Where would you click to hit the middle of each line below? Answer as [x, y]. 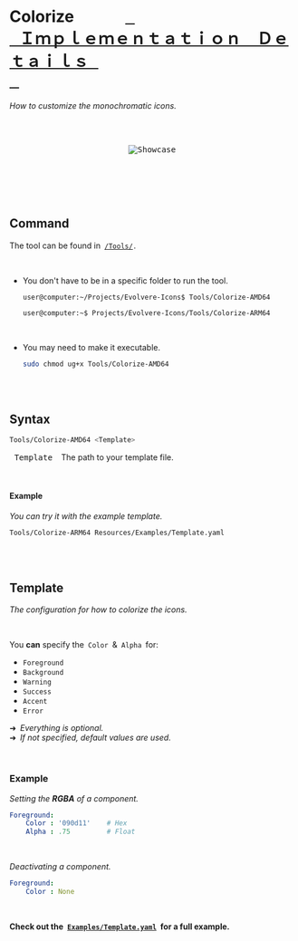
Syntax [30, 420]
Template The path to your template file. [94, 457]
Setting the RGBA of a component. [74, 798]
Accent [35, 702]
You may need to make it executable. [91, 347]
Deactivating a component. [60, 867]
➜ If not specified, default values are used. [91, 738]
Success [37, 692]
